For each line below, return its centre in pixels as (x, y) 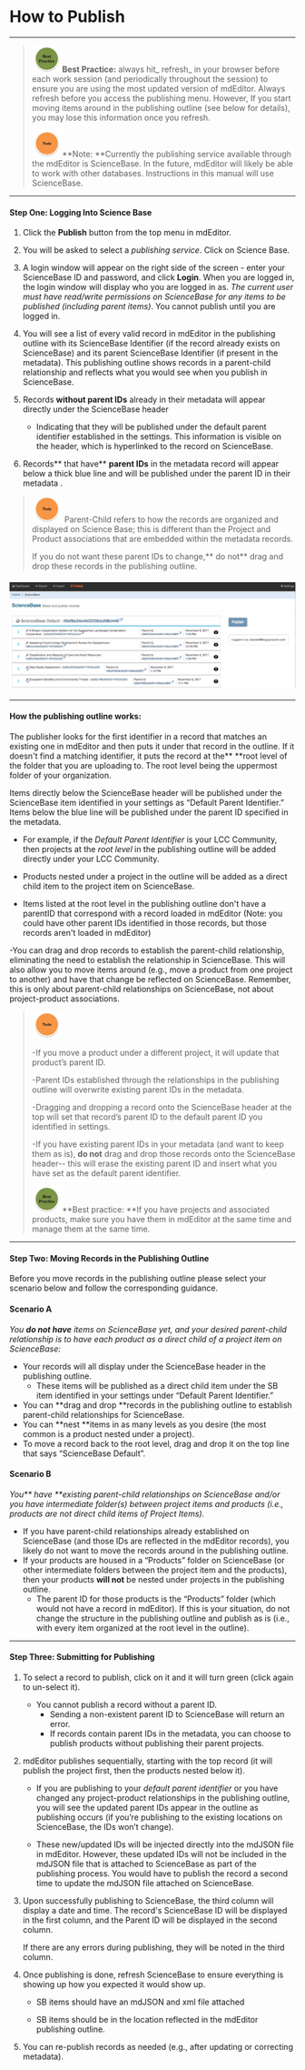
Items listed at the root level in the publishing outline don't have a (144, 904)
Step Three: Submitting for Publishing (82, 1657)
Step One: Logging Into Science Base (81, 212)
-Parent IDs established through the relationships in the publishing (155, 1080)
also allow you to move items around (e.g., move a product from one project (151, 970)
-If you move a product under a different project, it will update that (155, 1053)
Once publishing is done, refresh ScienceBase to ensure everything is (153, 1975)
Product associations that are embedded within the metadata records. (162, 539)
